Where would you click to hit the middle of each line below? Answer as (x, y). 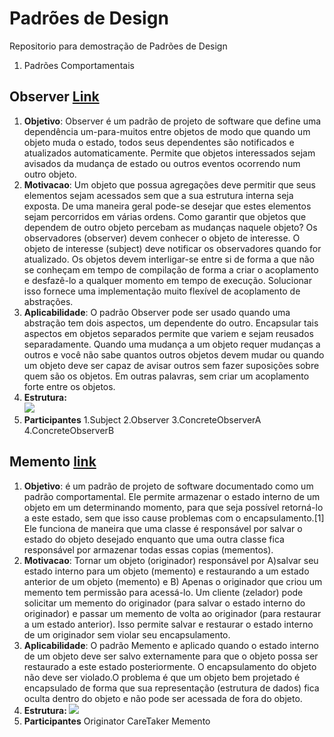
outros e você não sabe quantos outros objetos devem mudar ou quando (174, 354)
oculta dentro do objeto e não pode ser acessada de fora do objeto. (163, 698)
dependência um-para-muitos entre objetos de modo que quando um (167, 131)
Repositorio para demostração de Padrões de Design (118, 46)
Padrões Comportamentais (79, 65)
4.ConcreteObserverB (69, 430)
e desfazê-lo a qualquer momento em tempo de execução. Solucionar (167, 280)
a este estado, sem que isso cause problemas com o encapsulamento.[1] (174, 518)
